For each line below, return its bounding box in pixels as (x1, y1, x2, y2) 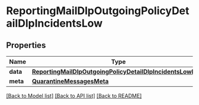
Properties (6, 40, 46, 50)
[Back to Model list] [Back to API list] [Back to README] (6, 93, 142, 99)
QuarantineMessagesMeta (31, 77, 109, 85)
